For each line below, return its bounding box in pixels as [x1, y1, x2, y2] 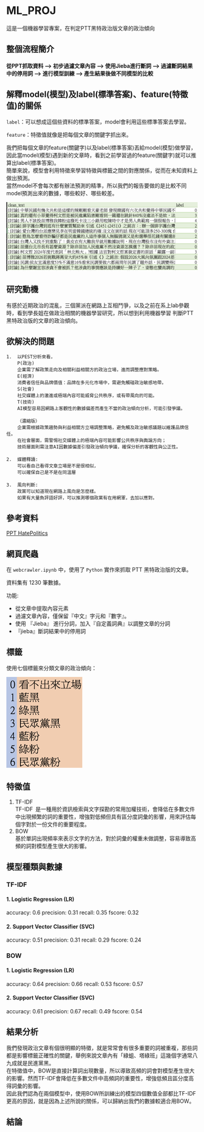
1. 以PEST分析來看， [6, 354, 56, 360]
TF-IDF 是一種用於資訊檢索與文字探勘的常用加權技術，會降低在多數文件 [15, 805, 195, 813]
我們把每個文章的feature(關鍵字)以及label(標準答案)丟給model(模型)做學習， [6, 144, 196, 151]
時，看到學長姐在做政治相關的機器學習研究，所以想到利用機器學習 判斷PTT [6, 309, 194, 316]
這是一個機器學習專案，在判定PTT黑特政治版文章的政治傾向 [6, 24, 155, 32]
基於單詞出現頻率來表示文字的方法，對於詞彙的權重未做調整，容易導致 [15, 835, 191, 842]
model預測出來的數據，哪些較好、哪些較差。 [6, 189, 118, 196]
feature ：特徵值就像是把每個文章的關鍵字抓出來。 [6, 131, 132, 138]
